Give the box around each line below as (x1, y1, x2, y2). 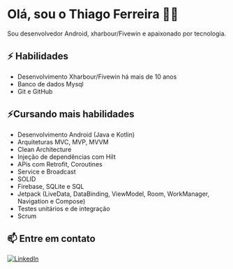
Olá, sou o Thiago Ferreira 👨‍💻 (7, 6, 179, 22)
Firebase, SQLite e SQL (17, 182, 84, 190)
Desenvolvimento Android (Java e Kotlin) (17, 130, 135, 139)
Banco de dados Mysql (17, 79, 84, 88)
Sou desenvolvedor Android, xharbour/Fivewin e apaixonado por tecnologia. (7, 29, 227, 38)
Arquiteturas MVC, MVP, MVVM (17, 137, 110, 146)
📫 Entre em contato (7, 233, 96, 245)
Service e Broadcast (17, 167, 77, 176)
